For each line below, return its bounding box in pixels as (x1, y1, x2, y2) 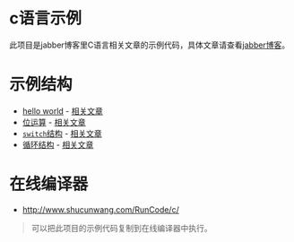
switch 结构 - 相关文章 (22, 127, 103, 139)
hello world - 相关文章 (22, 105, 103, 117)
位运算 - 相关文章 (22, 117, 87, 127)
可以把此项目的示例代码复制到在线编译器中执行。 (30, 222, 212, 233)
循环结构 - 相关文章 (22, 139, 94, 150)
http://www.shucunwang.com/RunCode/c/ (22, 203, 179, 215)
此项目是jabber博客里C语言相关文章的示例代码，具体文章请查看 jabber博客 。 (9, 39, 290, 50)
